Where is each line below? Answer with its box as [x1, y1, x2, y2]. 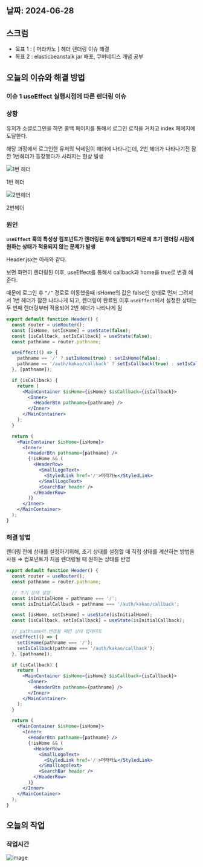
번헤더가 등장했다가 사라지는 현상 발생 [14, 152, 104, 160]
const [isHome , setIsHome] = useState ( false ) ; [11, 327, 131, 334]
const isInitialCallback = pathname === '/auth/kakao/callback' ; [11, 601, 180, 607]
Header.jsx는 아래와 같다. [6, 256, 67, 263]
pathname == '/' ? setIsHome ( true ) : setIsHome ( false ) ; [17, 356, 161, 362]
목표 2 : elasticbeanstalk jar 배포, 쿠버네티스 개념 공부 [14, 53, 144, 60]
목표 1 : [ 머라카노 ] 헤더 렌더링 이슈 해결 [14, 45, 110, 53]
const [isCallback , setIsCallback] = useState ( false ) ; [11, 333, 153, 339]
